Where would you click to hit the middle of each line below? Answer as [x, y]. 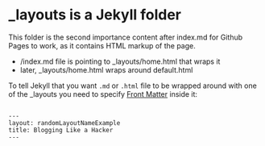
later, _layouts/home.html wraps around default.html [106, 69]
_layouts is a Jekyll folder [95, 15]
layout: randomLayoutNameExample [64, 123]
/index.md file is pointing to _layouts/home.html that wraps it [120, 61]
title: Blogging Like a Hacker [61, 130]
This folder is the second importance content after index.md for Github [126, 37]
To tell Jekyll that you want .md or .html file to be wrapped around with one [133, 86]
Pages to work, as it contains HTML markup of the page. [102, 45]
